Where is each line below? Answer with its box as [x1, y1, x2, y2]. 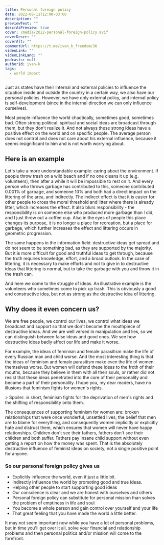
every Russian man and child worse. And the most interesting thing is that [5, 354, 154, 359]
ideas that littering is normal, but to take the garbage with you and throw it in [5, 265, 159, 272]
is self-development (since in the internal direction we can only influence [5, 100, 152, 106]
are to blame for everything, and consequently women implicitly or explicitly [5, 419, 158, 425]
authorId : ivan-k [5, 62, 41, 67]
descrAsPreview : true [5, 25, 49, 30]
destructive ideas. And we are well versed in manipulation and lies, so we [5, 329, 153, 334]
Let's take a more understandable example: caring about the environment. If [5, 167, 159, 174]
